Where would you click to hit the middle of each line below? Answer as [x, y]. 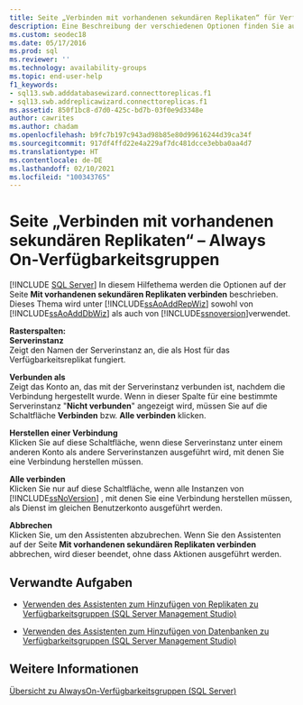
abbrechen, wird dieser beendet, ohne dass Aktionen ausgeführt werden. [146, 554]
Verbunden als [37, 377]
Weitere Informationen [74, 669]
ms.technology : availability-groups [78, 69]
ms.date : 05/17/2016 [48, 43]
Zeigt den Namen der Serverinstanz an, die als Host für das [119, 350]
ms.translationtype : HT [54, 151]
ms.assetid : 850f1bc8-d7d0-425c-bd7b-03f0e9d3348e [106, 110]
